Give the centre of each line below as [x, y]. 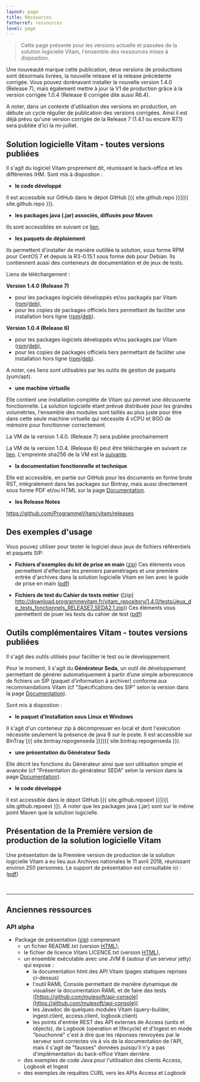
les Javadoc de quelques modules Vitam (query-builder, [101, 1010]
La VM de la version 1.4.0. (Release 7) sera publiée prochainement [87, 437]
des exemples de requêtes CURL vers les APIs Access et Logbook [105, 1073]
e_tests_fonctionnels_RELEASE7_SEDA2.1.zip [69, 608]
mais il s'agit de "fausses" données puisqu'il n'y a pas [99, 1047]
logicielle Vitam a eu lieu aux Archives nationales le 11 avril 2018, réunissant [98, 861]
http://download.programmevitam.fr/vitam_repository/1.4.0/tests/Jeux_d [103, 601]
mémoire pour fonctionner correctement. [56, 425]
